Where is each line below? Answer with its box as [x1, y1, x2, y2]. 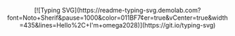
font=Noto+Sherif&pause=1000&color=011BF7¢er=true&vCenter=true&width [7, 13, 228, 22]
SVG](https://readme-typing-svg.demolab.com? [61, 6, 201, 14]
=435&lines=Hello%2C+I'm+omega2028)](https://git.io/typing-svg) [19, 21, 216, 29]
